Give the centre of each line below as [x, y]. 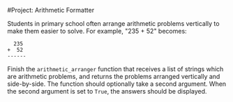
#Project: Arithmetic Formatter [51, 10]
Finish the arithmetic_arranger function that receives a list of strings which [115, 69]
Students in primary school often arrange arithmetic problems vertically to [113, 23]
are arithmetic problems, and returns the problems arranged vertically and [114, 76]
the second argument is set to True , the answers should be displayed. [107, 91]
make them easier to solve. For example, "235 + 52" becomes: [97, 31]
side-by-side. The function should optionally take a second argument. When [117, 84]
